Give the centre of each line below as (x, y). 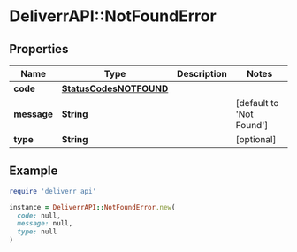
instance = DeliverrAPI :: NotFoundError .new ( (92, 207)
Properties (39, 49)
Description (202, 74)
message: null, (45, 224)
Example (34, 171)
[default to (257, 103)
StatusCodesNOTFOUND (115, 88)
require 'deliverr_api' (53, 191)
